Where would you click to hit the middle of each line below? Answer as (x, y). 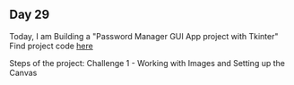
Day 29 (30, 15)
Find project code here (52, 46)
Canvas (23, 72)
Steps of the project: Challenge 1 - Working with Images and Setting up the (147, 63)
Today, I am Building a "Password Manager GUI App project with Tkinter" (144, 36)
